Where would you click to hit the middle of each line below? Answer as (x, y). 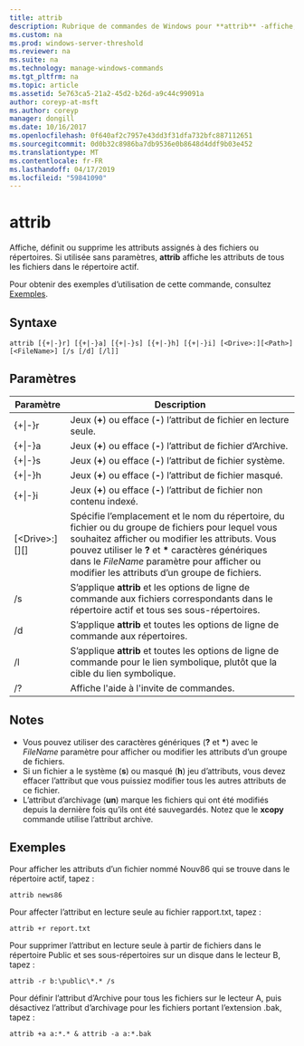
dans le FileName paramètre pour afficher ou (166, 561)
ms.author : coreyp (44, 110)
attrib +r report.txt (50, 929)
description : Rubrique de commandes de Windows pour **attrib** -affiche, (153, 26)
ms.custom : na (36, 34)
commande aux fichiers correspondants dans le (171, 599)
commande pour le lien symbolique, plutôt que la (174, 662)
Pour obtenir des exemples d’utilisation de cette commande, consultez (140, 284)
